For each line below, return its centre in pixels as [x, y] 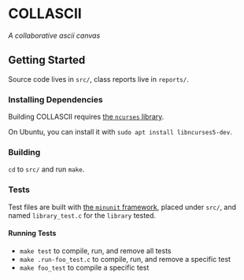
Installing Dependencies [56, 99]
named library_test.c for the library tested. [82, 215]
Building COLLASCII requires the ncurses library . [86, 117]
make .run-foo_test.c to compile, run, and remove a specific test [125, 259]
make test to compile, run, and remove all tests [95, 251]
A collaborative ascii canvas [54, 35]
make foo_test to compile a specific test [84, 267]
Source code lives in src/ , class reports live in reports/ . [98, 79]
